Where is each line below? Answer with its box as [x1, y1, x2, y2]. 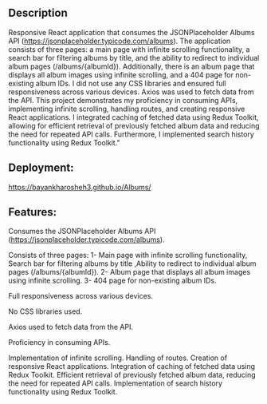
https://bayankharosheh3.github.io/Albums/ [8, 182, 151, 192]
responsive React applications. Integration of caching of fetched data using [8, 362, 256, 371]
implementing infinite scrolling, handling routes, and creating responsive [8, 104, 245, 113]
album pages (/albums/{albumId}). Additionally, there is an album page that [8, 61, 255, 71]
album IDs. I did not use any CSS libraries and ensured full [35, 78, 227, 88]
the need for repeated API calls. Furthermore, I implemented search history [8, 129, 255, 139]
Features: [8, 205, 57, 219]
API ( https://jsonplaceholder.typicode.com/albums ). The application [8, 36, 231, 46]
